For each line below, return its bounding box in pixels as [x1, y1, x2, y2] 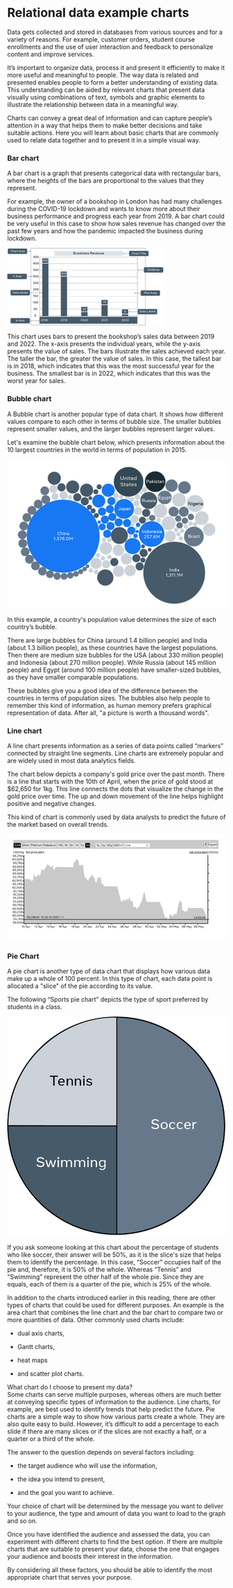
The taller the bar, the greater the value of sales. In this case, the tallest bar [7, 354, 222, 363]
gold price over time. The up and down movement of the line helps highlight [7, 792, 224, 800]
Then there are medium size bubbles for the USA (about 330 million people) [7, 651, 224, 659]
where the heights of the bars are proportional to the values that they [7, 176, 205, 185]
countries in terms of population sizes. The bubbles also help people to [7, 693, 210, 702]
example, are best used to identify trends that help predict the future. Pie [7, 1405, 215, 1414]
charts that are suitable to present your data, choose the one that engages [7, 1545, 220, 1553]
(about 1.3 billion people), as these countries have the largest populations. [7, 643, 218, 652]
